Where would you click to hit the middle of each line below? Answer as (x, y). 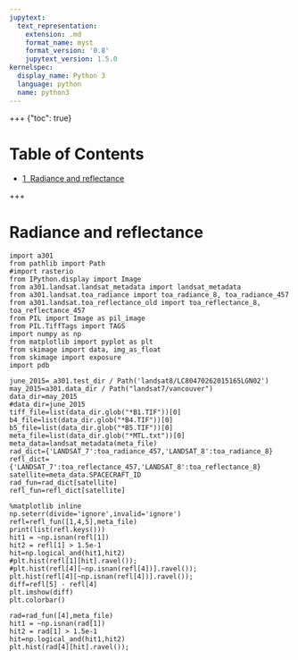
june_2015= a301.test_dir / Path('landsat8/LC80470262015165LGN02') (139, 381)
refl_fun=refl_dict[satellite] (67, 491)
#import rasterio (41, 272)
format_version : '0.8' (67, 51)
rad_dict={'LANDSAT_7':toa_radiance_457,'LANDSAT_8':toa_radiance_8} (141, 452)
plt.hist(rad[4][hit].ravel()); (69, 647)
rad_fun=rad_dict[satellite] (63, 483)
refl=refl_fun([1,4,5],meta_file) (74, 522)
